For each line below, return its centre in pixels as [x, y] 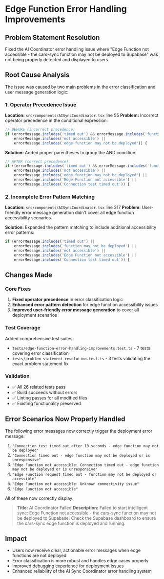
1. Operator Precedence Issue [41, 105]
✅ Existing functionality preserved [46, 403]
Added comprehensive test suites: [40, 338]
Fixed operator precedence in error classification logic [67, 300]
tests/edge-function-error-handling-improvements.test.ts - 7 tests [81, 348]
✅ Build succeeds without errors [45, 392]
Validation [18, 376]
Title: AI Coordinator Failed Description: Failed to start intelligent [82, 508]
